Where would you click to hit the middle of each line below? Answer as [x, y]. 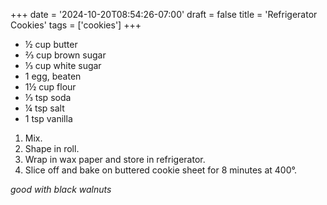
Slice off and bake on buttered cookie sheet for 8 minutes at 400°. [161, 170]
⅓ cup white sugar [63, 65]
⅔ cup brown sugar [65, 55]
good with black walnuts [61, 189]
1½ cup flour [50, 87]
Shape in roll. [52, 148]
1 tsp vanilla [48, 118]
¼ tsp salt [44, 108]
